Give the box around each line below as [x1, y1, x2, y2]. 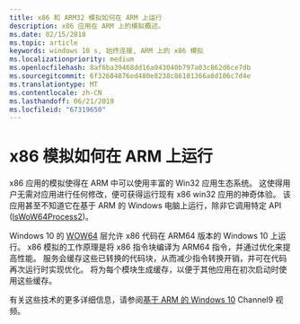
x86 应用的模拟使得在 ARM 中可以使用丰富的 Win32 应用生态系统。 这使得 [9, 178, 283, 188]
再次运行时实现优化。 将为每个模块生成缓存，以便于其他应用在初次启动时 [9, 264, 279, 275]
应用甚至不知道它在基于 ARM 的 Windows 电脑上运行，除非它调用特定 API [9, 200, 282, 211]
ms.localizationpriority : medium [9, 55, 135, 64]
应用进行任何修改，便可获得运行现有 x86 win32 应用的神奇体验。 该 [40, 189, 292, 200]
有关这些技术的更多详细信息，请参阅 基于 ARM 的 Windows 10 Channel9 [9, 294, 274, 305]
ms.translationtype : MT [9, 80, 99, 89]
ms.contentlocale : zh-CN [9, 88, 102, 97]
